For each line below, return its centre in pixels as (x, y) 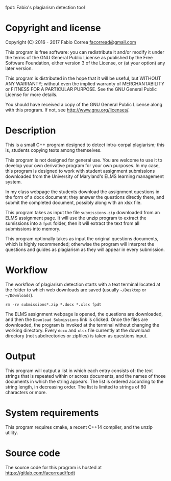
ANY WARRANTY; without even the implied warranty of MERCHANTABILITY (85, 83)
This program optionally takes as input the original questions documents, (82, 238)
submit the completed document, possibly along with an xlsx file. (74, 202)
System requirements (52, 413)
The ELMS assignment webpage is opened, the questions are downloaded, (84, 314)
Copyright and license (53, 28)
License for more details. (31, 95)
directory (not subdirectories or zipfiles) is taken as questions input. (77, 336)
